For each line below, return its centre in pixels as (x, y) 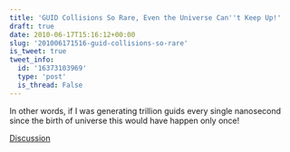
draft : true (32, 26)
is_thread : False (50, 85)
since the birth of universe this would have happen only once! (125, 120)
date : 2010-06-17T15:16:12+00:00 (72, 34)
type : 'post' (42, 77)
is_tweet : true (38, 52)
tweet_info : (32, 60)
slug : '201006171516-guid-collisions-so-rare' (99, 43)
